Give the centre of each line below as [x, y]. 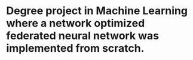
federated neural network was [83, 36]
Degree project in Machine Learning [97, 11]
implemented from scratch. [75, 49]
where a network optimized [76, 23]
